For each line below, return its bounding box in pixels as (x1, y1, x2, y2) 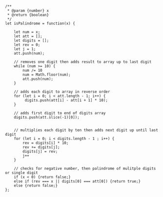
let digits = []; (14, 38, 49, 43)
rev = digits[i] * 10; (22, 140, 69, 145)
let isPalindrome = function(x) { (5, 21, 76, 26)
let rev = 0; (14, 42, 41, 47)
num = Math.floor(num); (22, 72, 71, 77)
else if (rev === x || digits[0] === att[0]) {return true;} (14, 179, 141, 184)
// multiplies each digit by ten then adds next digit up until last (14, 128, 159, 133)
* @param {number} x (7, 8, 49, 13)
